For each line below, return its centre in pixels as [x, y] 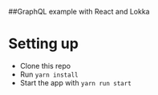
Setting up [43, 44]
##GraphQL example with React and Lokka [79, 12]
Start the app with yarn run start [76, 82]
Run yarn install [49, 74]
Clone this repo [45, 65]
